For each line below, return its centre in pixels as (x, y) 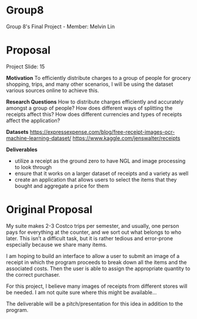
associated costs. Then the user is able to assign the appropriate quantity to (98, 268)
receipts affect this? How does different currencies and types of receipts (94, 114)
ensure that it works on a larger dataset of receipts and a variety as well (101, 173)
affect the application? (33, 120)
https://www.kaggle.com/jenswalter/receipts (126, 138)
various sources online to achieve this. (53, 90)
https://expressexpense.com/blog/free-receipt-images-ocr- (102, 132)
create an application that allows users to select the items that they (96, 179)
